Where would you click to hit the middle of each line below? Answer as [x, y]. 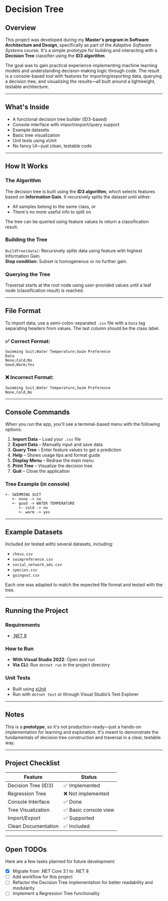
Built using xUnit [29, 689]
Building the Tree [26, 240]
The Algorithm [23, 180]
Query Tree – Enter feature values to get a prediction [67, 450]
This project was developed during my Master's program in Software [77, 40]
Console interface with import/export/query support [66, 124]
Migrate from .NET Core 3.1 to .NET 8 [50, 871]
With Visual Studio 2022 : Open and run [53, 660]
